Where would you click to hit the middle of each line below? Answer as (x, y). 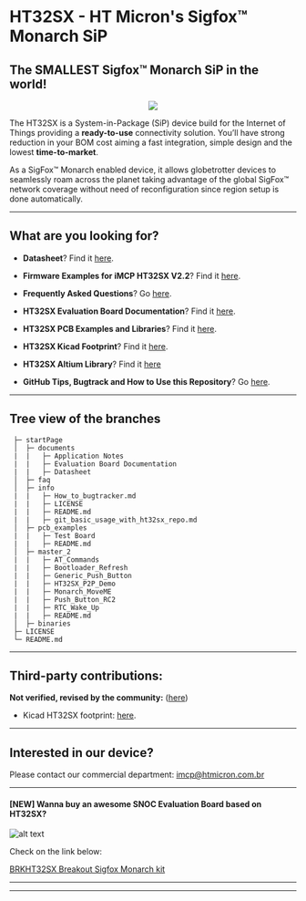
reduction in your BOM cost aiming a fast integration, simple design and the (151, 142)
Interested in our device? (82, 753)
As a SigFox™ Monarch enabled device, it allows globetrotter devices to (143, 170)
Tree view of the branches (85, 419)
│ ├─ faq (32, 480)
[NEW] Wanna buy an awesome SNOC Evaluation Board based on (136, 803)
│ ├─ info (34, 488)
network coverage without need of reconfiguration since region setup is (144, 189)
